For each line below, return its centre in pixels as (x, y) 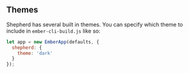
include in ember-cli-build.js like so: (53, 31)
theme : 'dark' (35, 53)
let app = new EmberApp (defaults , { (53, 42)
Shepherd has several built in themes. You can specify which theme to (95, 24)
